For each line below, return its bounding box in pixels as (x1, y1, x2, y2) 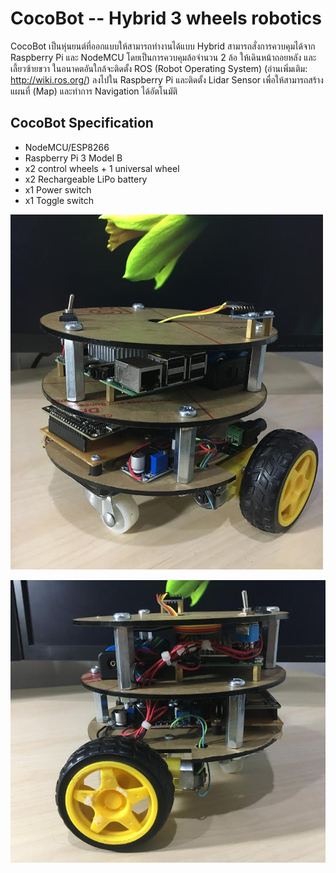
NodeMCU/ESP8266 (24, 141, 110, 153)
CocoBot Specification (10, 115, 154, 132)
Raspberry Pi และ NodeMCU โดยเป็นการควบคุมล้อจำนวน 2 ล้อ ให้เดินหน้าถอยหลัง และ (10, 51, 317, 63)
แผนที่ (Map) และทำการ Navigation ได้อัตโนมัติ (10, 85, 178, 97)
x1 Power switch (24, 183, 92, 196)
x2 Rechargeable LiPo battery (24, 173, 148, 185)
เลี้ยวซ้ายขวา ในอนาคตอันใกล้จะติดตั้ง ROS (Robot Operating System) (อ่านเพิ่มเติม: (10, 62, 308, 74)
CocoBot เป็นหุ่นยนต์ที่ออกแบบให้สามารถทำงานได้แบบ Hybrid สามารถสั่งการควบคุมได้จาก (10, 40, 316, 52)
